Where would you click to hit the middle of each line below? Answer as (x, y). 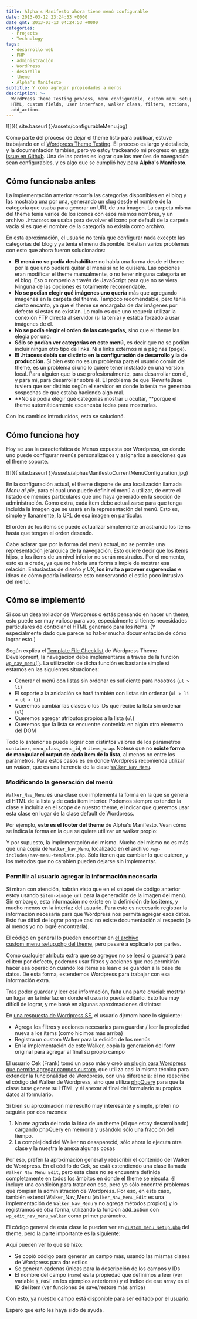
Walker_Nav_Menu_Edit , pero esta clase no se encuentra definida (83, 1172)
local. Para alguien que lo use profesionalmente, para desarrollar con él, (101, 374)
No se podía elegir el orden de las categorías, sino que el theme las (97, 330)
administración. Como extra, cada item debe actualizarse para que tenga (94, 503)
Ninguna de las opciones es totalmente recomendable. (81, 287)
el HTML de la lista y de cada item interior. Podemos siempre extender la (94, 801)
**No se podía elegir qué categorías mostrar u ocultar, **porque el (96, 399)
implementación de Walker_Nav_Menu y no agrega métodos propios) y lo (92, 1203)
